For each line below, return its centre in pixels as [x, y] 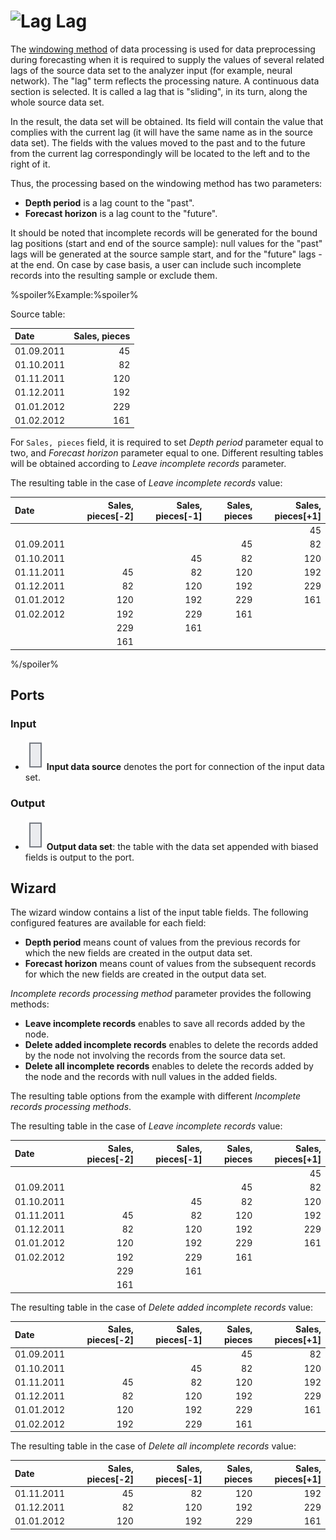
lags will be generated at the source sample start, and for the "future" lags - [166, 254]
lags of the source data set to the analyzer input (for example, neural [151, 70]
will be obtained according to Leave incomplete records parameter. [148, 464]
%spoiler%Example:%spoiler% [74, 294]
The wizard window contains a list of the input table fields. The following [159, 912]
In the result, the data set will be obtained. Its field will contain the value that [167, 121]
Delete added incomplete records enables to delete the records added [171, 1045]
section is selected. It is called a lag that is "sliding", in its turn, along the [159, 91]
